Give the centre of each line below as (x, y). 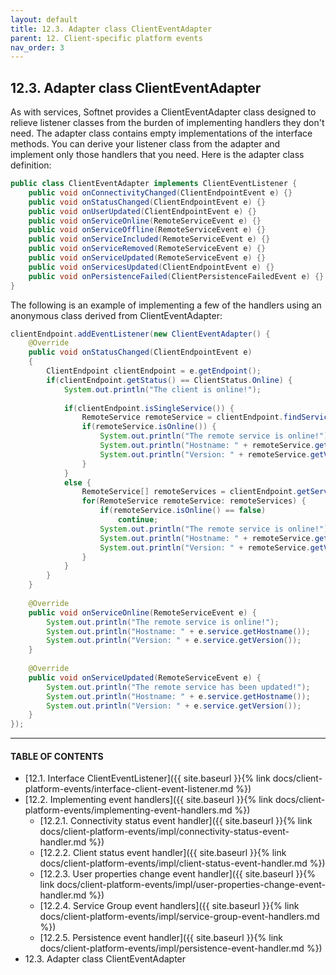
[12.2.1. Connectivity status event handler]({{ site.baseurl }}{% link (176, 821)
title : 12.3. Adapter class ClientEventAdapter (111, 29)
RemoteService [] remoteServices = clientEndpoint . (189, 492)
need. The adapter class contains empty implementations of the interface (161, 133)
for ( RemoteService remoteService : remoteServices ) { (194, 501)
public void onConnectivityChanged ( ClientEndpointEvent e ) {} (160, 192)
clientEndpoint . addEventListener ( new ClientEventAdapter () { (140, 334)
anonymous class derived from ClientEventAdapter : (116, 315)
